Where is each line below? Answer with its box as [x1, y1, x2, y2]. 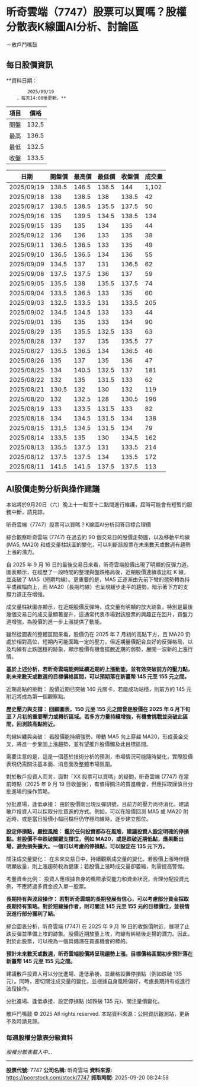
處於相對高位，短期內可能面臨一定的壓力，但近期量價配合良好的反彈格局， [6, 638, 188, 645]
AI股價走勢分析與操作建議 [6, 484, 100, 494]
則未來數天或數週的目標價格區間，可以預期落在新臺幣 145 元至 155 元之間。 [6, 672, 190, 680]
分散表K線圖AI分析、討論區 [6, 20, 139, 34]
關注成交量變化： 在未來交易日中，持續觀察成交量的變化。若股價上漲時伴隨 [6, 855, 190, 862]
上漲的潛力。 [6, 548, 37, 555]
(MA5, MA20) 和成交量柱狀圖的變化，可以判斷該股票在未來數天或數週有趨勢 [6, 541, 191, 548]
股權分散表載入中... [6, 1048, 53, 1056]
